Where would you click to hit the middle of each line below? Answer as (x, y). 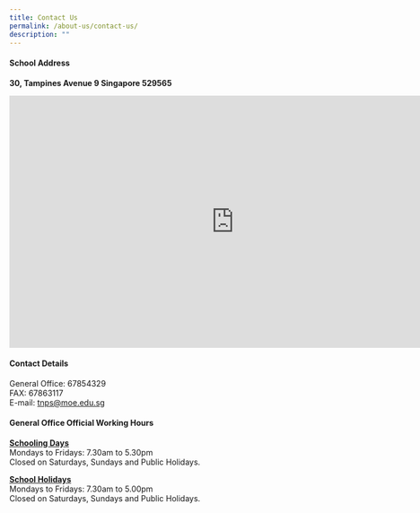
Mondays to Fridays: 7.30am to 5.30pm (81, 452)
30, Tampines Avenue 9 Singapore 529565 (91, 83)
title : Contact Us (44, 17)
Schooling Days (39, 443)
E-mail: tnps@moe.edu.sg (57, 402)
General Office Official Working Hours (82, 423)
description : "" (39, 34)
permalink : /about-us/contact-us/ (74, 26)
